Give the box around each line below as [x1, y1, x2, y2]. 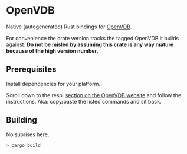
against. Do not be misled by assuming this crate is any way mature [6, 41, 174, 48]
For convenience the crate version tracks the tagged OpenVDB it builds [6, 34, 179, 41]
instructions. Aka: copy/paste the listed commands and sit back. [6, 98, 162, 105]
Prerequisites [6, 65, 57, 75]
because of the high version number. [6, 47, 99, 54]
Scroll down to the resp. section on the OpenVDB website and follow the [6, 91, 182, 98]
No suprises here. [6, 131, 50, 138]
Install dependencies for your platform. [6, 80, 101, 87]
